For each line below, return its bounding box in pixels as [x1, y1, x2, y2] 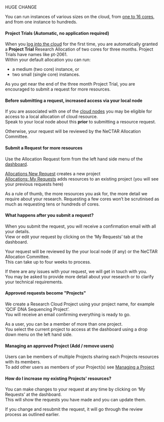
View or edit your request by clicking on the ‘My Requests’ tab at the [5, 234, 143, 240]
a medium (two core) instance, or [12, 66, 79, 72]
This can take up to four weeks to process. [5, 259, 92, 265]
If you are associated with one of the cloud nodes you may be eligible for [5, 108, 152, 115]
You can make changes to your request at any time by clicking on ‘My [5, 386, 145, 392]
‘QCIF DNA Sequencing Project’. [5, 306, 70, 312]
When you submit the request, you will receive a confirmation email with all [5, 223, 156, 229]
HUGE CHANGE [5, 4, 37, 10]
